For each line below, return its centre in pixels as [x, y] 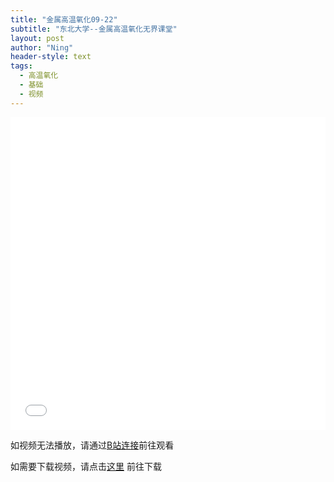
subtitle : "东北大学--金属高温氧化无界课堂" [94, 29]
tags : [21, 66]
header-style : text [51, 57]
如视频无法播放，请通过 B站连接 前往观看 [92, 445]
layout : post [37, 38]
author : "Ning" [42, 47]
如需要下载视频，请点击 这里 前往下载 [86, 466]
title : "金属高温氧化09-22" [64, 19]
